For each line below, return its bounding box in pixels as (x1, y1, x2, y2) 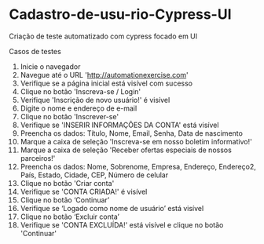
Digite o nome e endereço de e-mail (20, 104, 137, 113)
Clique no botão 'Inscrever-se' (20, 111, 119, 121)
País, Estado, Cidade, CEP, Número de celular (20, 170, 169, 180)
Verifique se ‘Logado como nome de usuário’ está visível (20, 203, 204, 213)
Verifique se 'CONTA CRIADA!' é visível (20, 187, 148, 196)
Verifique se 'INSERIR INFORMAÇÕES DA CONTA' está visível (20, 120, 219, 129)
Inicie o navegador (20, 61, 81, 71)
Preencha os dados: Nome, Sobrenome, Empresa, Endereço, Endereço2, (20, 162, 256, 171)
